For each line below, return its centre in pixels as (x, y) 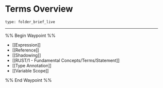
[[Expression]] (26, 45)
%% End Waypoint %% (28, 80)
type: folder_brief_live (30, 22)
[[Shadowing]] (26, 55)
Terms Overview (39, 9)
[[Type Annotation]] (32, 65)
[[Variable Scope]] (30, 70)
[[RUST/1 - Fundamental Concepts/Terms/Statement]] (66, 60)
